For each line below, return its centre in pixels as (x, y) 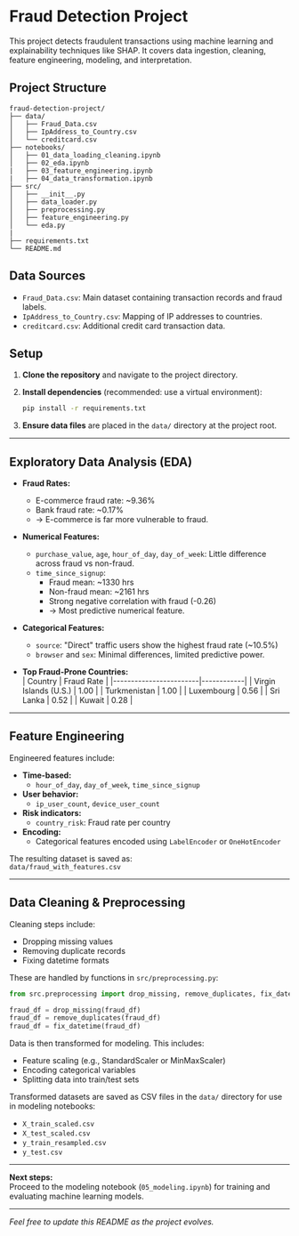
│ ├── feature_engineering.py (69, 217)
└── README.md (36, 248)
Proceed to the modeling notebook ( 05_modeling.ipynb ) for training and (140, 1187)
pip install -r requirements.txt (84, 408)
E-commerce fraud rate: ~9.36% (95, 501)
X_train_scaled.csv (58, 1124)
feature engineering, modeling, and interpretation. (101, 60)
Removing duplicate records (74, 950)
